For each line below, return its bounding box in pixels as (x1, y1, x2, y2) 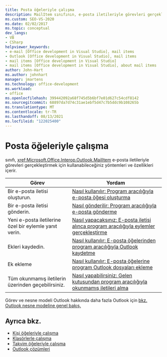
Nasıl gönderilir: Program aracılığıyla (72, 202, 157, 209)
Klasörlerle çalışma (12, 336, 52, 342)
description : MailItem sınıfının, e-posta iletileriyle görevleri (5, 12, 146, 17)
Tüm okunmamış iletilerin (7, 275, 66, 282)
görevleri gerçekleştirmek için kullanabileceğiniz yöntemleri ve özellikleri (5, 162, 154, 168)
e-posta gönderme (72, 208, 117, 215)
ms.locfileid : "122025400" (5, 118, 61, 124)
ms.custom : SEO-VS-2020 (5, 16, 55, 21)
